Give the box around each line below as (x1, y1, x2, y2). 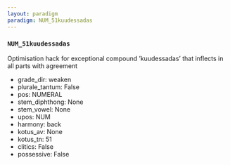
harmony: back (17, 120, 62, 128)
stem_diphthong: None (17, 98, 84, 106)
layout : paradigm (7, 10, 58, 18)
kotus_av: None (17, 127, 63, 136)
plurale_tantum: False (17, 82, 79, 91)
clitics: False (17, 142, 54, 151)
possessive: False (17, 150, 70, 158)
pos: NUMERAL (17, 90, 63, 98)
